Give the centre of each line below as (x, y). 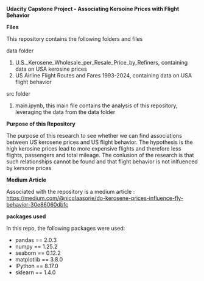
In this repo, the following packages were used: (66, 228)
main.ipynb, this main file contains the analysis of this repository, (96, 105)
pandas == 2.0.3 (36, 240)
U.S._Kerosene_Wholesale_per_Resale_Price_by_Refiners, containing (101, 62)
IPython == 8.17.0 (37, 266)
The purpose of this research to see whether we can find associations (94, 136)
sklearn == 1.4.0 (35, 272)
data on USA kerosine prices (51, 69)
